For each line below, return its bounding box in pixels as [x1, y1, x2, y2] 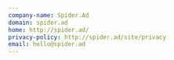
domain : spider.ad [8, 19, 68, 26]
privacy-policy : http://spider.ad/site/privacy [8, 33, 167, 41]
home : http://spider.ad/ [8, 26, 89, 34]
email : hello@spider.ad [8, 41, 86, 48]
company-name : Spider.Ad [8, 11, 89, 19]
